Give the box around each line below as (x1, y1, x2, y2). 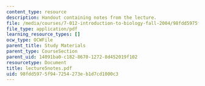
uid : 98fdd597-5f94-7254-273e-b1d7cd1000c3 (6, 71, 119, 77)
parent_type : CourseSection (6, 48, 78, 55)
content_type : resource (6, 8, 67, 15)
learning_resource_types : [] (6, 31, 81, 38)
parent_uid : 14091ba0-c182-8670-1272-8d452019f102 (6, 54, 138, 60)
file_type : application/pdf (6, 25, 78, 32)
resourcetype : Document (6, 59, 67, 65)
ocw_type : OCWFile (6, 37, 53, 43)
